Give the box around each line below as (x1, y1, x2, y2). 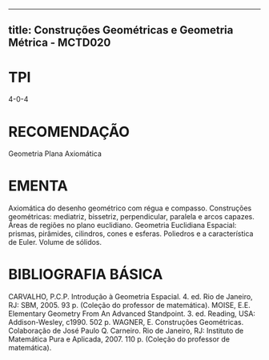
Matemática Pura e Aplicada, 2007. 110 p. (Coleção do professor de (8, 334, 231, 344)
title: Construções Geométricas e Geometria (8, 23, 234, 37)
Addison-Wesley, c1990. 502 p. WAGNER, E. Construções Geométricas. (8, 318, 244, 327)
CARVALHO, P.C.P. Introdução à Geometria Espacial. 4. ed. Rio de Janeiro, (8, 292, 254, 302)
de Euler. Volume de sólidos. (8, 238, 102, 247)
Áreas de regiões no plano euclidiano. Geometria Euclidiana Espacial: (8, 221, 237, 230)
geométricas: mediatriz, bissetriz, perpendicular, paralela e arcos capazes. (8, 212, 255, 222)
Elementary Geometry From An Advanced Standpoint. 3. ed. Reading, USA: (8, 309, 256, 318)
